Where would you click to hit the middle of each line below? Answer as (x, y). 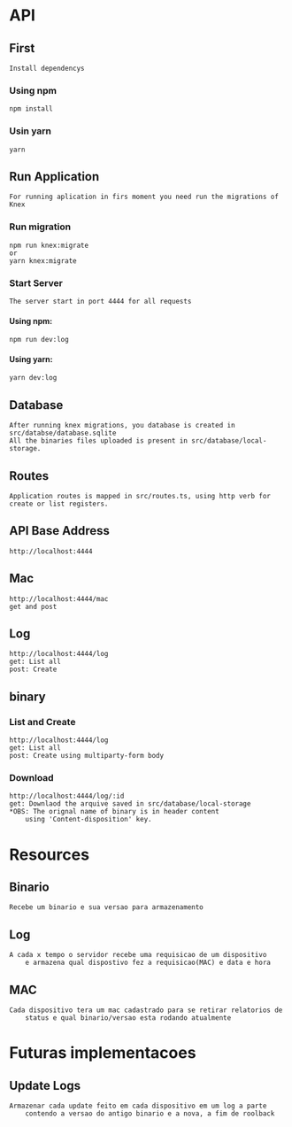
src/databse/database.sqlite (63, 433)
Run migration (40, 227)
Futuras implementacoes (103, 1053)
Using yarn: (31, 359)
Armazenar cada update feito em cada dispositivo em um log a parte (138, 1106)
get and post (33, 606)
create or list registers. (59, 504)
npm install (31, 109)
